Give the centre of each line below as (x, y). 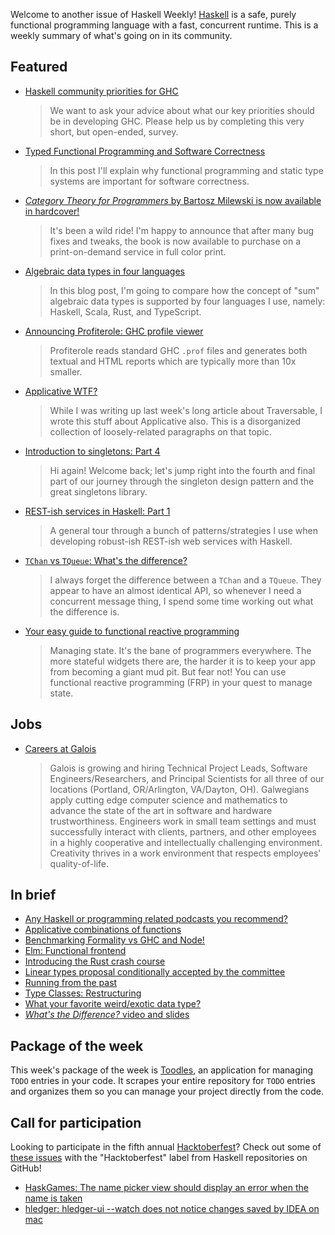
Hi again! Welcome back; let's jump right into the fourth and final (182, 470)
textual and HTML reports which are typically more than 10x (173, 361)
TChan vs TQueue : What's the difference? (106, 560)
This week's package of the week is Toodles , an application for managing (162, 1070)
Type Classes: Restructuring (83, 993)
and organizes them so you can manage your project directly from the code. (167, 1091)
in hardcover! (52, 211)
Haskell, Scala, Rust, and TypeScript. (125, 311)
